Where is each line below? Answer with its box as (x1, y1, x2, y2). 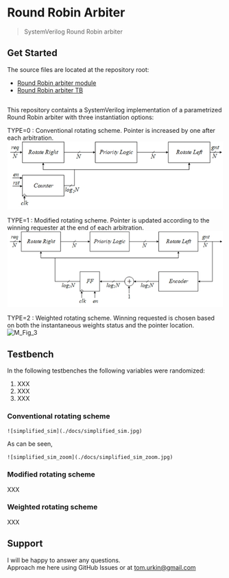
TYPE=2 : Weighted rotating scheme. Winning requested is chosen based (7, 314, 215, 323)
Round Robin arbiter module (16, 79, 97, 87)
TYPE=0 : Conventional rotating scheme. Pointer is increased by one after (7, 127, 216, 135)
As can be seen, (7, 440, 53, 448)
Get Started (7, 47, 58, 59)
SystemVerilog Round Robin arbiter (23, 27, 123, 36)
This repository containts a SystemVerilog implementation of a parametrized (7, 106, 222, 114)
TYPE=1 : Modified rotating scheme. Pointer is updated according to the (7, 216, 210, 225)
